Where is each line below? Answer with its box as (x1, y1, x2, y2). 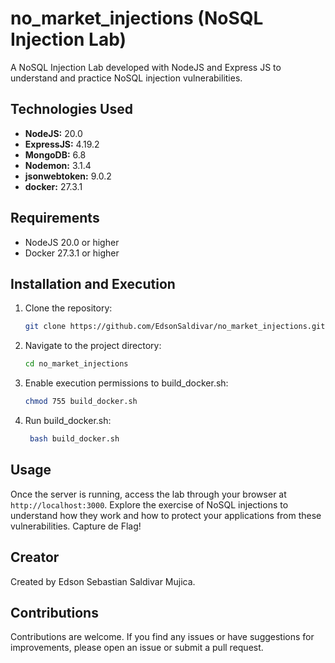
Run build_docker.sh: (24, 415, 112, 426)
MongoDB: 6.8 (24, 148, 87, 161)
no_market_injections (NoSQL (10, 7, 264, 30)
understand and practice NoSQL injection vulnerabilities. (10, 72, 243, 84)
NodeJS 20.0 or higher (24, 236, 120, 248)
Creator (10, 549, 60, 566)
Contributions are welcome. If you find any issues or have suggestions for (10, 631, 315, 643)
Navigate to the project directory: (24, 340, 162, 352)
